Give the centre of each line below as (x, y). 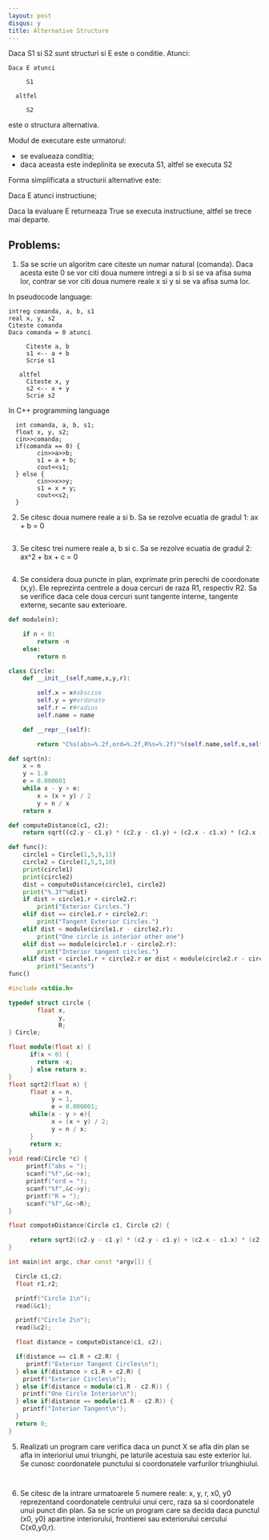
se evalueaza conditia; (57, 156)
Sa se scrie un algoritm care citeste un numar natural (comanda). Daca (137, 265)
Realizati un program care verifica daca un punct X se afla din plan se (134, 1446)
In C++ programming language (59, 410)
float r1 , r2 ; (37, 1283)
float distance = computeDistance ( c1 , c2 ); (89, 1342)
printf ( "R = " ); (53, 1196)
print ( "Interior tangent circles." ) (98, 952)
